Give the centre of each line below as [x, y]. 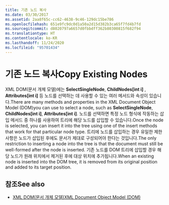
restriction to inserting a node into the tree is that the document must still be [84, 143]
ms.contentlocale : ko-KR [31, 38]
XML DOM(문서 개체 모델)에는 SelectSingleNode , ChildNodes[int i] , [76, 89]
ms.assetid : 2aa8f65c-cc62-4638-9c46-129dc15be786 [60, 19]
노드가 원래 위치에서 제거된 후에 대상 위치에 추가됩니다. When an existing [82, 156]
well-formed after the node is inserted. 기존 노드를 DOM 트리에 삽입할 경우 [81, 149]
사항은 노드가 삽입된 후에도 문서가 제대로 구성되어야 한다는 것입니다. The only [81, 138]
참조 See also [25, 184]
